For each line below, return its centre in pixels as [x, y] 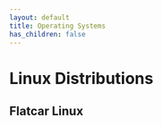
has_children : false [48, 34]
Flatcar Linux [46, 111]
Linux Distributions [81, 78]
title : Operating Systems [57, 26]
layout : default [39, 17]
